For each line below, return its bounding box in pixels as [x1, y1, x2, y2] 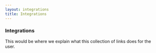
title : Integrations [5, 12, 47, 16]
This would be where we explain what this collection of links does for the [5, 38, 151, 44]
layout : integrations [5, 7, 49, 12]
